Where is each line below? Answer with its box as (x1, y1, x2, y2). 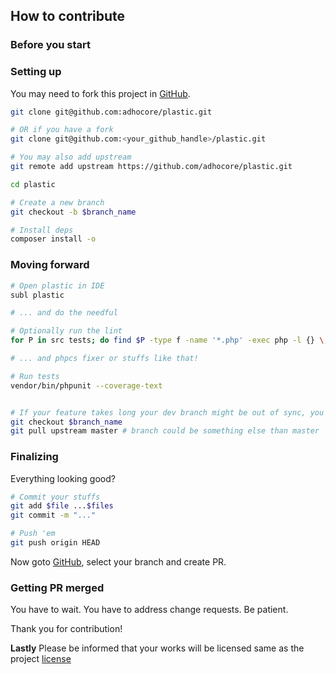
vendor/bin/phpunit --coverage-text (10, 380, 163, 391)
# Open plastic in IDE (10, 280, 105, 291)
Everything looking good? (10, 472, 116, 484)
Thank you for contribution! (10, 623, 123, 635)
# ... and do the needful (10, 308, 118, 318)
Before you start (10, 38, 91, 52)
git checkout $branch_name (10, 417, 123, 427)
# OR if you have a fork (10, 125, 114, 135)
